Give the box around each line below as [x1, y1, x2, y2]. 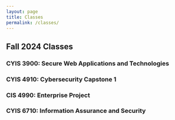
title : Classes [6, 14, 44, 20]
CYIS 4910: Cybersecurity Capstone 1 [6, 75, 117, 83]
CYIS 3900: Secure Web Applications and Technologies [6, 59, 170, 67]
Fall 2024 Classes [6, 41, 74, 51]
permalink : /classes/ [6, 20, 60, 25]
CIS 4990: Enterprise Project [6, 91, 90, 99]
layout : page [6, 8, 38, 15]
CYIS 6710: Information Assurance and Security [6, 107, 146, 115]
